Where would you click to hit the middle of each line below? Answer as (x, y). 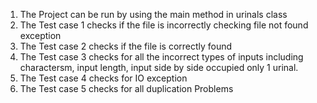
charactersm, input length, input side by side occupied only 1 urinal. (159, 67)
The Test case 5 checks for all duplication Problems (126, 88)
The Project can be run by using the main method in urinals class (153, 14)
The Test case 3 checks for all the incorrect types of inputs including (161, 57)
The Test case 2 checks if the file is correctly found (126, 46)
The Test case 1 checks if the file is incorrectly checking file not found (164, 25)
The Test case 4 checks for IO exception (103, 78)
